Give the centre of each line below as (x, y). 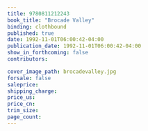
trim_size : (23, 111)
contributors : (28, 59)
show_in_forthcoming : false (48, 53)
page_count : (24, 117)
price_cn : (22, 104)
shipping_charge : (32, 91)
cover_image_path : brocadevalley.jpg (62, 71)
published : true (31, 33)
